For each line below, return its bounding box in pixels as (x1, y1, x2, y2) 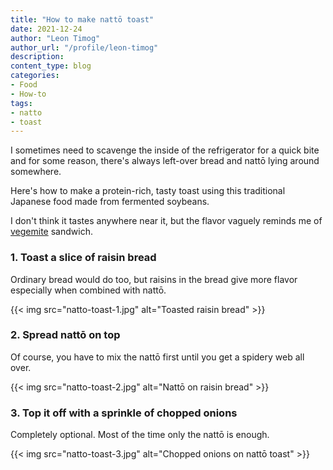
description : (10, 52, 65, 62)
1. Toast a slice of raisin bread (10, 251, 157, 265)
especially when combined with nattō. (10, 284, 167, 296)
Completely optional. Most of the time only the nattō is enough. (10, 429, 270, 441)
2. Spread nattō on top (10, 328, 121, 342)
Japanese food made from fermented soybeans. (10, 196, 210, 208)
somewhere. (10, 166, 62, 178)
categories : (10, 71, 60, 81)
